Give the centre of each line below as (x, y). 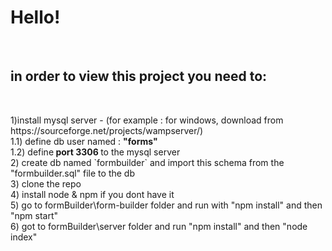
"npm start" (34, 215)
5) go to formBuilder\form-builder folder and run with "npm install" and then (166, 205)
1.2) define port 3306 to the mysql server (95, 152)
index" (24, 237)
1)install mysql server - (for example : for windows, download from (147, 120)
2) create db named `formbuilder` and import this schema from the (147, 162)
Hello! (35, 17)
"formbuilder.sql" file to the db (72, 173)
